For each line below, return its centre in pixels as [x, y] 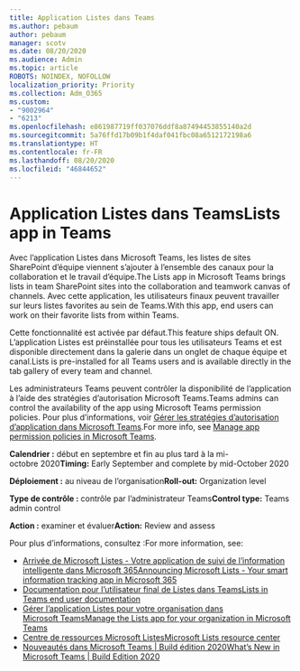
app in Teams [60, 233]
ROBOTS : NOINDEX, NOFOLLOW [60, 77]
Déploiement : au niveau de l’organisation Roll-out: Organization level [138, 481]
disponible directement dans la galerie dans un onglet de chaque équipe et [148, 352]
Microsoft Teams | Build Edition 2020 [91, 657]
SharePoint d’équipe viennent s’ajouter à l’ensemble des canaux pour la [142, 267]
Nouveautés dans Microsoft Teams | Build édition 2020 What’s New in [151, 648]
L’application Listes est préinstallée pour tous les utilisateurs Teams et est [145, 342]
